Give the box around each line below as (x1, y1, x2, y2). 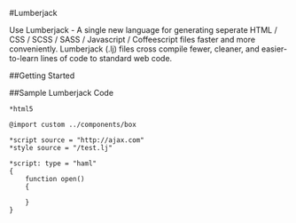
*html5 (9, 105, 34, 114)
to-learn (9, 53, 39, 63)
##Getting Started (9, 70, 75, 81)
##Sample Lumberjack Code (9, 88, 113, 98)
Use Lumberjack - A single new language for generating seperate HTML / (9, 25, 277, 35)
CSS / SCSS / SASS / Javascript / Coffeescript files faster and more (9, 35, 255, 44)
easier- (261, 44, 288, 54)
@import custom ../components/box (9, 120, 137, 129)
